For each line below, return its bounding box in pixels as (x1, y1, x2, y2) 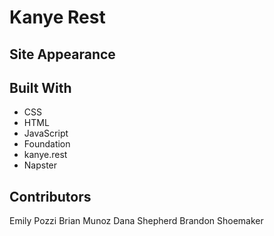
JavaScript (23, 127, 69, 140)
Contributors (9, 188, 92, 205)
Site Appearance (9, 46, 116, 63)
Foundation (23, 138, 71, 150)
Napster (23, 159, 58, 171)
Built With (9, 79, 72, 96)
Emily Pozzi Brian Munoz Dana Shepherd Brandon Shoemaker (9, 215, 264, 227)
